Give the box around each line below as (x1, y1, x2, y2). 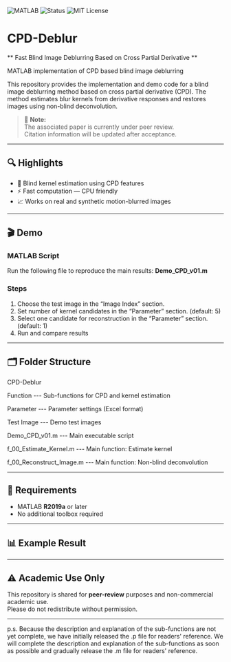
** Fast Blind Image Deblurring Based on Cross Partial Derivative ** (7, 53, 198, 61)
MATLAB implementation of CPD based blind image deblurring (7, 66, 184, 75)
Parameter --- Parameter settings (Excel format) (7, 404, 144, 413)
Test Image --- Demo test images (7, 417, 102, 426)
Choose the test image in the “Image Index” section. (16, 300, 165, 308)
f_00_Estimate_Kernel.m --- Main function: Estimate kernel (7, 444, 173, 453)
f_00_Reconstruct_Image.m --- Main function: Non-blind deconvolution (7, 458, 208, 466)
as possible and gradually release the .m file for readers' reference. (7, 646, 198, 654)
